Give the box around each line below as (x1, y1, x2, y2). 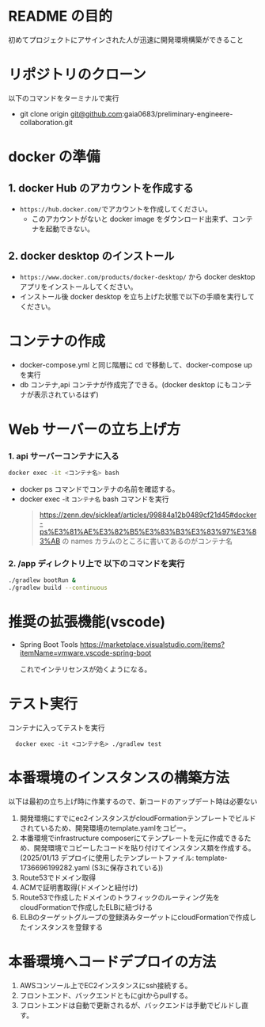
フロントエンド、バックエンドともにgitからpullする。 (19, 991, 192, 1000)
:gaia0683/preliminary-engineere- (122, 108, 233, 119)
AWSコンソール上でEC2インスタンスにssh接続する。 (19, 980, 192, 990)
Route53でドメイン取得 (19, 873, 97, 882)
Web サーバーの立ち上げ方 (8, 420, 181, 438)
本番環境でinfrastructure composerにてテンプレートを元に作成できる (19, 833, 245, 843)
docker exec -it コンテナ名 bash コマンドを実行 (19, 494, 169, 504)
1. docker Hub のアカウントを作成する (8, 181, 194, 195)
